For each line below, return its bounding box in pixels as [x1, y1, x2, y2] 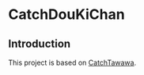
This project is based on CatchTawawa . [8, 58, 137, 67]
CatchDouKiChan [8, 6, 125, 24]
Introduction [8, 37, 71, 51]
